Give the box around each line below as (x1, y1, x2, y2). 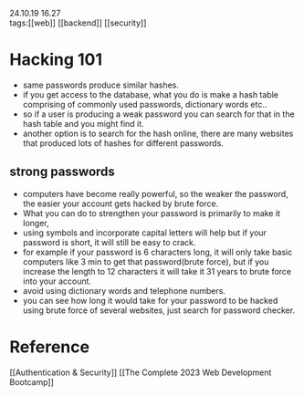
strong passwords (9, 164, 116, 180)
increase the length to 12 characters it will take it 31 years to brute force (22, 266, 292, 276)
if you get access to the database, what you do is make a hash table (22, 89, 278, 99)
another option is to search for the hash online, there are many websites (22, 128, 294, 139)
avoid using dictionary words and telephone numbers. (22, 285, 226, 296)
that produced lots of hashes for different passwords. (22, 137, 224, 149)
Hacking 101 (9, 49, 103, 70)
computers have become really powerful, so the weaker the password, (22, 188, 289, 199)
